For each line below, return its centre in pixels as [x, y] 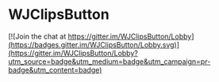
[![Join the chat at [37, 36]
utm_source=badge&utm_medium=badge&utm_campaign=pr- [109, 61]
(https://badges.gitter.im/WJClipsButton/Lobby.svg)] [94, 44]
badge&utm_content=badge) [55, 69]
